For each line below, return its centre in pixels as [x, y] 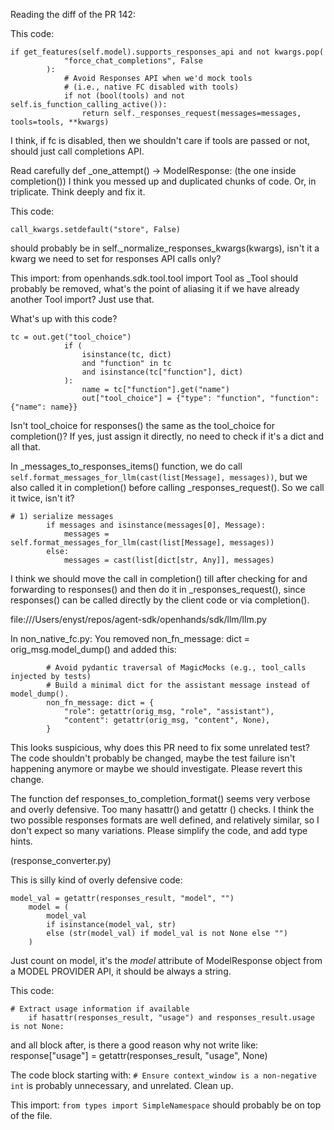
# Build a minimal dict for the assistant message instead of [178, 685]
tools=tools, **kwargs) [60, 122]
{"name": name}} [44, 407]
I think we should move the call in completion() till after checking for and [159, 578]
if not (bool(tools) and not [124, 96]
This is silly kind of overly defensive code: [96, 880]
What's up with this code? [64, 318]
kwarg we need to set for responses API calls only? [116, 258]
